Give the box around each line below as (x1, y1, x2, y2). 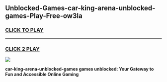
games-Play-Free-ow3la (5, 12, 83, 20)
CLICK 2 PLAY (5, 45, 40, 52)
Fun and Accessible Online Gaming (5, 71, 79, 77)
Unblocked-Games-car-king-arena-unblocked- (5, 4, 156, 12)
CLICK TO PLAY (5, 27, 44, 34)
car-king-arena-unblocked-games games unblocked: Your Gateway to (5, 66, 154, 72)
